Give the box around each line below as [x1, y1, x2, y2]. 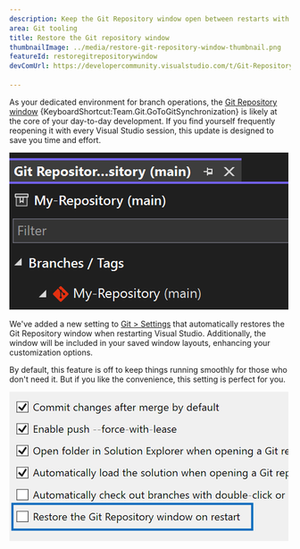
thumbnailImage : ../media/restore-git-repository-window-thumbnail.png [9, 43, 281, 52]
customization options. [9, 347, 94, 358]
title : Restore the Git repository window [9, 33, 170, 42]
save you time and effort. [9, 134, 101, 145]
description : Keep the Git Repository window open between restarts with [9, 14, 290, 23]
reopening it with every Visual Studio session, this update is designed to [9, 125, 274, 136]
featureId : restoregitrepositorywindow [9, 52, 158, 62]
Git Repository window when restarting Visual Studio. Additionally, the [9, 327, 266, 339]
